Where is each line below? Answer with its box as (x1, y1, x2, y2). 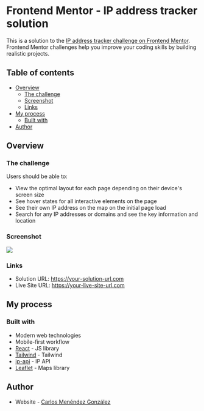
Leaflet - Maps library (15, 364, 70, 371)
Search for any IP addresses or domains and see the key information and (15, 210, 199, 218)
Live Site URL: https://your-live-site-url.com (15, 282, 125, 289)
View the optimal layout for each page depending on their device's (15, 185, 183, 192)
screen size (15, 191, 44, 199)
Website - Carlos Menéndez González (15, 398, 111, 405)
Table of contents (6, 68, 74, 78)
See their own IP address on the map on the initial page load (15, 204, 166, 212)
